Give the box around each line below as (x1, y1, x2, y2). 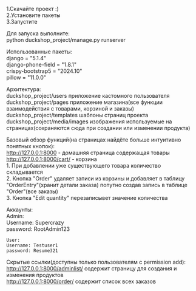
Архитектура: (6, 86, 41, 93)
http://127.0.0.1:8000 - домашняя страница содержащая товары (6, 149, 170, 156)
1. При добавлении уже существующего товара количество (6, 162, 161, 169)
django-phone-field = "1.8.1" (6, 61, 77, 68)
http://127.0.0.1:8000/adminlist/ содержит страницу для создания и (6, 265, 177, 272)
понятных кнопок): (6, 143, 55, 149)
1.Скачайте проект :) (6, 5, 59, 12)
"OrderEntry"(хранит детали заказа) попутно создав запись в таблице (6, 182, 188, 188)
